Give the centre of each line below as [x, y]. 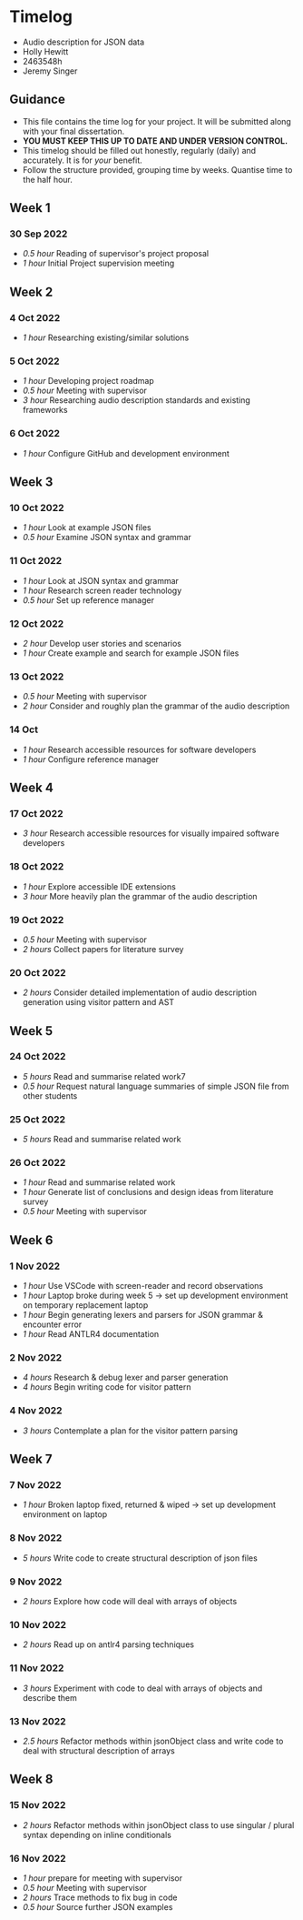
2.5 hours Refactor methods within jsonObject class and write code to [153, 1741]
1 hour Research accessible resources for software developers [139, 749]
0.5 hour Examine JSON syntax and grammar [107, 538]
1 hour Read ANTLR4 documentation [91, 1334]
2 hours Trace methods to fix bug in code [100, 1897]
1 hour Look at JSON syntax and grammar [101, 580]
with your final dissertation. [73, 131]
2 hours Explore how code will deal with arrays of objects [130, 1602]
